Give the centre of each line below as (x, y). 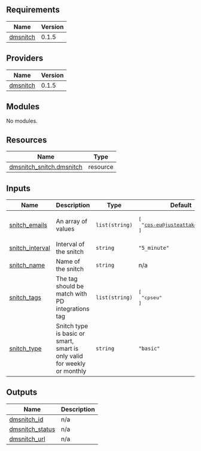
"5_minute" (154, 248)
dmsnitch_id (26, 419)
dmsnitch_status (32, 429)
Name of (68, 262)
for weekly (71, 364)
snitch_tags (25, 298)
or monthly (71, 371)
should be (70, 286)
